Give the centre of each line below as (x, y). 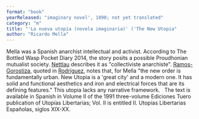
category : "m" (24, 23)
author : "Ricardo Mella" (38, 34)
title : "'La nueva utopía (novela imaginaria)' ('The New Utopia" (92, 29)
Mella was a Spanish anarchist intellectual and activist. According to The (96, 51)
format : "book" (25, 12)
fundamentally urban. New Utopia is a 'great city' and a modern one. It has (99, 77)
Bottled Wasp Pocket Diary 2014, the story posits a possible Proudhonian (97, 58)
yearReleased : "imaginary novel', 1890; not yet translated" (85, 18)
